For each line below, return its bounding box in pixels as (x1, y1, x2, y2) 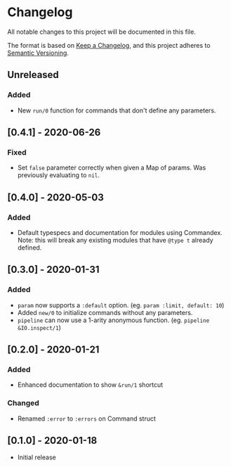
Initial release (17, 453, 56, 461)
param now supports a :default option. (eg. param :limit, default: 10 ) (17, 300, 225, 309)
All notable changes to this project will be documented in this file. (7, 27, 197, 36)
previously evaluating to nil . (17, 171, 100, 179)
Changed (7, 398, 40, 408)
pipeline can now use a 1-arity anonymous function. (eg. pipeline (17, 316, 210, 324)
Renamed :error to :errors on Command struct (17, 414, 157, 423)
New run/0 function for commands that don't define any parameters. (17, 106, 216, 115)
